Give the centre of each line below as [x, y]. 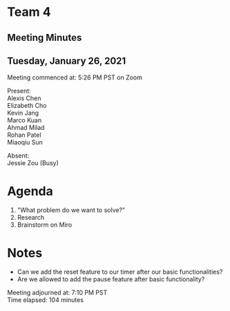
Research [31, 218]
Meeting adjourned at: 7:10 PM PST [57, 293]
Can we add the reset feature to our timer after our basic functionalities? [120, 272]
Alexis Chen [24, 98]
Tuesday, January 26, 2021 [67, 60]
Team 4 [29, 12]
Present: [19, 91]
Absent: [18, 155]
